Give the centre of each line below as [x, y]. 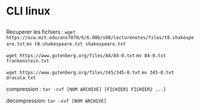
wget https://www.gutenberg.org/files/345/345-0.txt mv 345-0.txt [90, 72]
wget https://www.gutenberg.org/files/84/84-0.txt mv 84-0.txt [86, 55]
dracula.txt [21, 78]
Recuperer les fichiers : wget [41, 32]
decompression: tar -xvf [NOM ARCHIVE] [56, 100]
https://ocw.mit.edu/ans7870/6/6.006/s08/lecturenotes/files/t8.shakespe [100, 37]
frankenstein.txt [28, 61]
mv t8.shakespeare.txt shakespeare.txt [76, 44]
